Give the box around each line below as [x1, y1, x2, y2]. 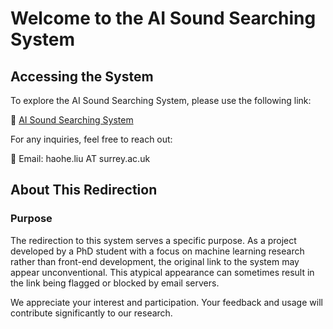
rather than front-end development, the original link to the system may [10, 255, 300, 267]
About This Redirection [10, 182, 158, 199]
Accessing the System [10, 68, 154, 85]
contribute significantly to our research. [10, 307, 173, 319]
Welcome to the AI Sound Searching [10, 7, 317, 30]
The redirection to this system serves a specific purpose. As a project [10, 234, 297, 246]
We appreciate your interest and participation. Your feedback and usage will [10, 296, 323, 308]
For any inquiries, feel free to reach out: [10, 133, 173, 145]
